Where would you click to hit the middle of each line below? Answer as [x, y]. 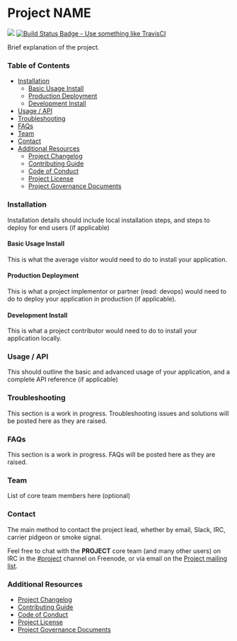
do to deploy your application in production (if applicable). [92, 299]
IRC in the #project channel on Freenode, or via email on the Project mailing [117, 558]
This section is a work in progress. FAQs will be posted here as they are [111, 455]
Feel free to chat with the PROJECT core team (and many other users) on [114, 550]
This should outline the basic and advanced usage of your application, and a [118, 372]
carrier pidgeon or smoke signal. [55, 537]
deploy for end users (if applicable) [58, 227]
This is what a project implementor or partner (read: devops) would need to [117, 291]
